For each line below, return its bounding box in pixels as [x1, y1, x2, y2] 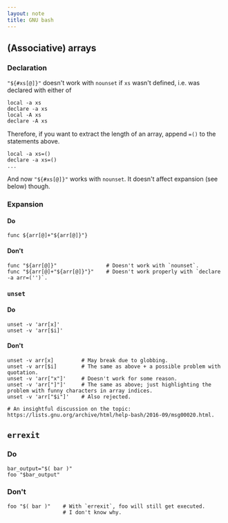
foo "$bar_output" [7, 471, 60, 478]
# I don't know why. [62, 508, 122, 516]
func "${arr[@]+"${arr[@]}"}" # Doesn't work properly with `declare [7, 268, 221, 275]
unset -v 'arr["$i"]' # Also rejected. [7, 393, 131, 400]
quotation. [7, 369, 39, 376]
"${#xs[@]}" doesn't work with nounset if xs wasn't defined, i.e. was [7, 79, 200, 87]
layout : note [7, 10, 45, 17]
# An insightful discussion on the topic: [7, 405, 131, 412]
